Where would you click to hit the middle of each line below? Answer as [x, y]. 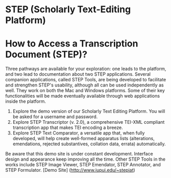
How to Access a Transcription [72, 44]
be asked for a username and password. [55, 117]
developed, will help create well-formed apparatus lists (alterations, [83, 139]
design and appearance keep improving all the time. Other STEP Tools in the [86, 159]
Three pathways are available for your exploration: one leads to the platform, [86, 69]
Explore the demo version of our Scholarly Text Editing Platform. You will [89, 112]
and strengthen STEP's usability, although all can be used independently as [85, 85]
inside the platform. [26, 101]
